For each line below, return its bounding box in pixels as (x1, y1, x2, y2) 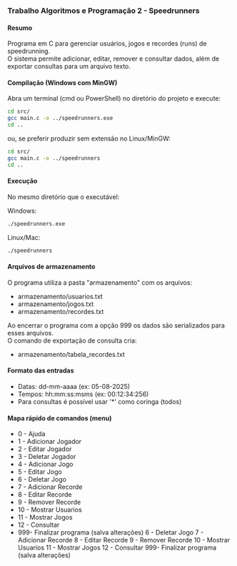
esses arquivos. (7, 328, 54, 337)
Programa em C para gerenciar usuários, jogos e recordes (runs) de (7, 39, 207, 48)
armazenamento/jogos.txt (17, 299, 94, 308)
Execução (7, 177, 38, 186)
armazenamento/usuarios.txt (17, 292, 104, 300)
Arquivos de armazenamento (7, 263, 96, 271)
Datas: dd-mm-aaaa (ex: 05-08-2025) (17, 382, 131, 390)
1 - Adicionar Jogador (17, 438, 82, 446)
